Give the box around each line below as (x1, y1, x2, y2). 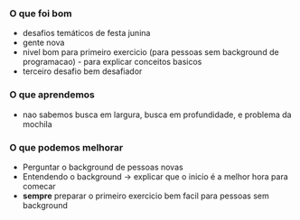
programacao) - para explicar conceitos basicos (22, 57, 202, 68)
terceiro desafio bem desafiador (22, 66, 143, 77)
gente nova (22, 37, 65, 48)
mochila (22, 118, 52, 129)
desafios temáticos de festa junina (22, 28, 151, 39)
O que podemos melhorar (9, 141, 124, 153)
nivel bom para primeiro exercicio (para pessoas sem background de (22, 47, 279, 58)
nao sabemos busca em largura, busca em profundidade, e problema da (22, 109, 292, 120)
